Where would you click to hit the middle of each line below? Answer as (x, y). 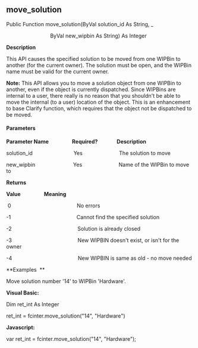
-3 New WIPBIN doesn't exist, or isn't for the (93, 240)
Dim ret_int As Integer (33, 304)
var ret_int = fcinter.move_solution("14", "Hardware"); (71, 339)
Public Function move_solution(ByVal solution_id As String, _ (80, 24)
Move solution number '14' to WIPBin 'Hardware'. (66, 281)
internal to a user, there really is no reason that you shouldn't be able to (93, 95)
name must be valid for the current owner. (58, 72)
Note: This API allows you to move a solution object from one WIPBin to (94, 83)
